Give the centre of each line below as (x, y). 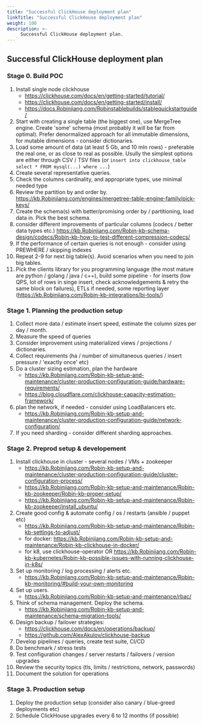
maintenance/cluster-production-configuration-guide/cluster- (101, 475)
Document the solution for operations (62, 674)
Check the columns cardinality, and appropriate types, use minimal (99, 179)
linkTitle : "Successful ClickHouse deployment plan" (75, 18)
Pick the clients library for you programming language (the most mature (105, 269)
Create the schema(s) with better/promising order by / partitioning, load (105, 211)
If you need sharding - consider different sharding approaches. (94, 433)
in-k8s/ (34, 564)
